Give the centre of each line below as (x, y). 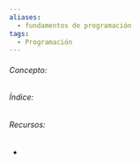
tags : (19, 33)
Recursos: (27, 125)
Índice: (22, 97)
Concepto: (28, 70)
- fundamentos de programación (74, 26)
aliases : (25, 17)
